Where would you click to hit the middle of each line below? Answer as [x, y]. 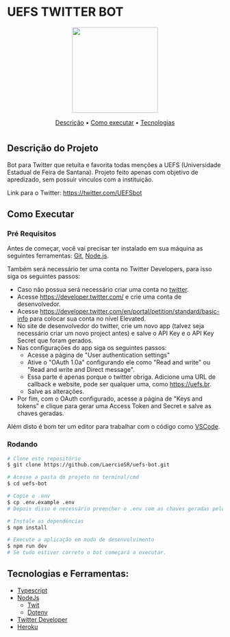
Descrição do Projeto [53, 148]
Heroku [27, 627]
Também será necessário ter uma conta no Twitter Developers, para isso [110, 269]
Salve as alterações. [55, 392]
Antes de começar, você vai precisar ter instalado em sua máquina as [105, 249]
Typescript [32, 590]
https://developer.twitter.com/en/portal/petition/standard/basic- [130, 312]
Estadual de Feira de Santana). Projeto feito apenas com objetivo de [103, 172]
